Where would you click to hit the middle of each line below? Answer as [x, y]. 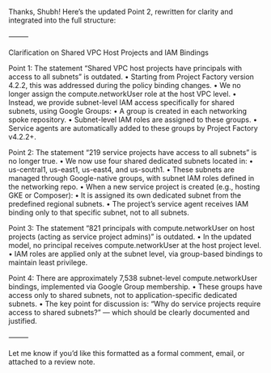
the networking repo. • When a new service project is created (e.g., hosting [134, 186]
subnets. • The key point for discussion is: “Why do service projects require [135, 304]
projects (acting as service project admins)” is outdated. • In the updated [130, 237]
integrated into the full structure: [62, 20]
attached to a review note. [52, 362]
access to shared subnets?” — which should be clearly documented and [129, 312]
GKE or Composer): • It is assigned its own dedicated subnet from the [125, 195]
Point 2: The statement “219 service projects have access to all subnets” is [133, 152]
